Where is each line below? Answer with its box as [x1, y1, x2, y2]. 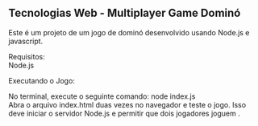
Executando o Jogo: [8, 75, 75, 85]
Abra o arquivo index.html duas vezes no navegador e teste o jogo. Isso [8, 100, 247, 109]
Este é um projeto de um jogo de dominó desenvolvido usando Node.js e [8, 27, 250, 37]
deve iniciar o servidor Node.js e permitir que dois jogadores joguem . [8, 108, 240, 118]
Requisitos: [8, 51, 46, 61]
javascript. [8, 36, 44, 46]
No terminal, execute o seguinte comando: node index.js [8, 91, 196, 101]
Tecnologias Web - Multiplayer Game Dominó [8, 6, 241, 20]
